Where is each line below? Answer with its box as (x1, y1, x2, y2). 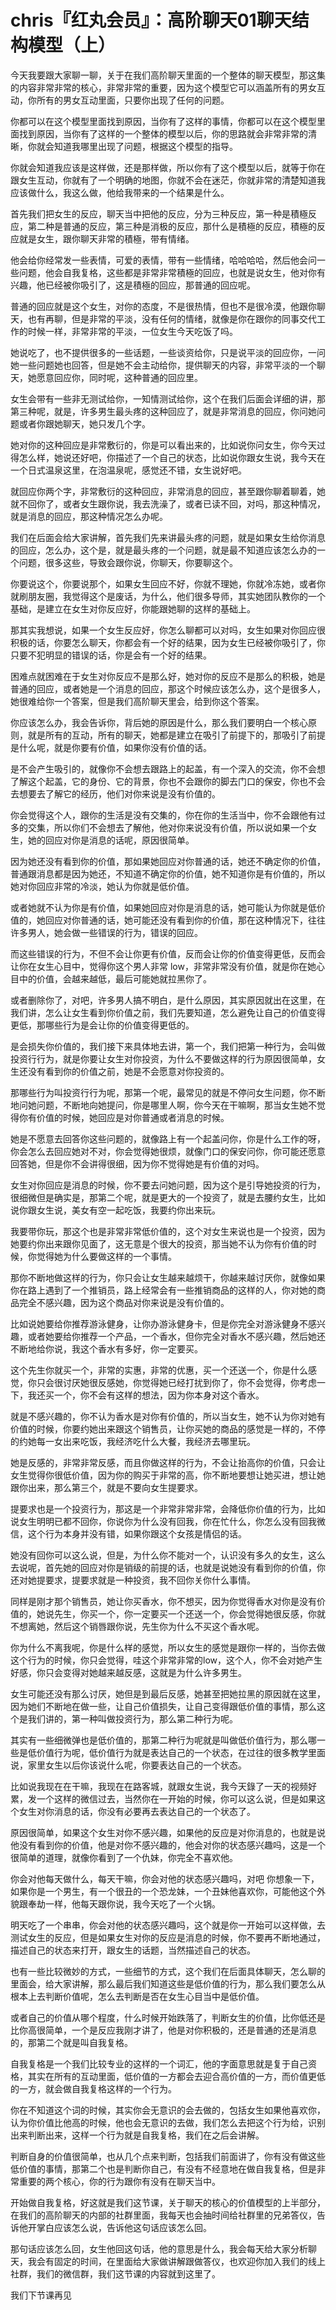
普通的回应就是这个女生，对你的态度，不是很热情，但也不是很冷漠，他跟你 (10, 300, 317, 312)
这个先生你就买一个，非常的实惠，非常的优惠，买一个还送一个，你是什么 (10, 1364, 308, 1376)
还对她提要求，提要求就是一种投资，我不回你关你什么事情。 (10, 1574, 256, 1586)
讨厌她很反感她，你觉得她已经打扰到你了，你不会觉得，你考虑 (62, 1376, 317, 1388)
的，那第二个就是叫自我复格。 (10, 2036, 133, 2048)
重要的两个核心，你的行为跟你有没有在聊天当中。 (18, 2175, 221, 2187)
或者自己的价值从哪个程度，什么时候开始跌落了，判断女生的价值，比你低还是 (10, 2011, 326, 2023)
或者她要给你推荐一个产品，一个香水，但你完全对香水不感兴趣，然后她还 (27, 1330, 326, 1342)
